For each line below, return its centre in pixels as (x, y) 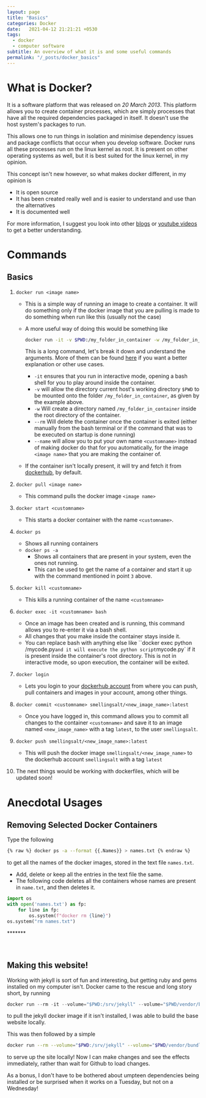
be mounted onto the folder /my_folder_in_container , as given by (117, 396)
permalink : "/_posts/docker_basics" (53, 57)
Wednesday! (23, 1088)
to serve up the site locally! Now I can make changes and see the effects (98, 1057)
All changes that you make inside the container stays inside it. (103, 636)
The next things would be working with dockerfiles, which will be (97, 772)
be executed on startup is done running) (85, 435)
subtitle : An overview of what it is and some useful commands (89, 52)
